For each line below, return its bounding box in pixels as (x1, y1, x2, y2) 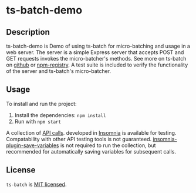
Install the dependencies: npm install (14, 111, 106, 118)
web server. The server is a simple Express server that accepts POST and (6, 49, 184, 56)
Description (6, 27, 50, 37)
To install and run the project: (6, 100, 77, 107)
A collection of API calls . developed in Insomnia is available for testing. (6, 129, 177, 136)
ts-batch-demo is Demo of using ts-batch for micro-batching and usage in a (6, 42, 191, 49)
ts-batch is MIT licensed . (6, 181, 67, 188)
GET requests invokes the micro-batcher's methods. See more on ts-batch (6, 55, 187, 62)
